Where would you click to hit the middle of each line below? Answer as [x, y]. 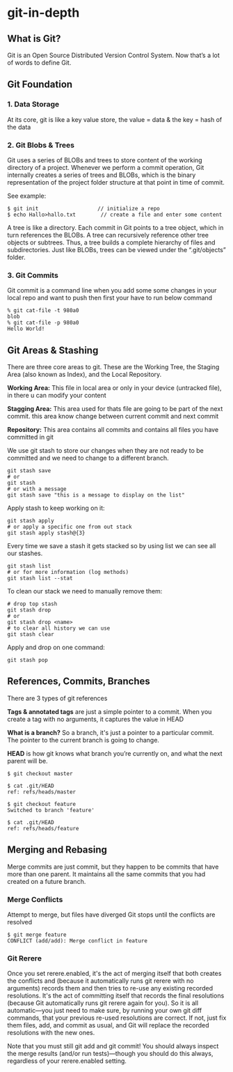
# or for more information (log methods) [68, 573]
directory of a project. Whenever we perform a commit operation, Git [106, 167]
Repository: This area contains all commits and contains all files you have [113, 430]
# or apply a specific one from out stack [70, 527]
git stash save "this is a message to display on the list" [96, 495]
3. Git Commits [33, 275]
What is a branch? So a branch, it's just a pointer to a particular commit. [111, 732]
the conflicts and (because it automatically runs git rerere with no [101, 981]
